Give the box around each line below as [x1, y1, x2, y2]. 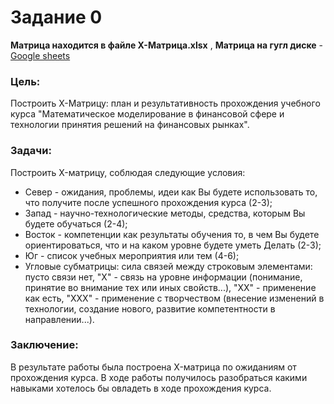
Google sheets [10, 49, 71, 61]
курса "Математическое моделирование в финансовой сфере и [10, 108, 285, 120]
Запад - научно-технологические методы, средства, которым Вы [24, 207, 306, 219]
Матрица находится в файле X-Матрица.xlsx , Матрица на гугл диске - [10, 39, 324, 51]
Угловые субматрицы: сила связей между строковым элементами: [24, 260, 313, 272]
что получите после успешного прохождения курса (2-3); [24, 196, 273, 208]
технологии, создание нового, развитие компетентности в [24, 302, 276, 315]
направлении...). [24, 313, 95, 325]
